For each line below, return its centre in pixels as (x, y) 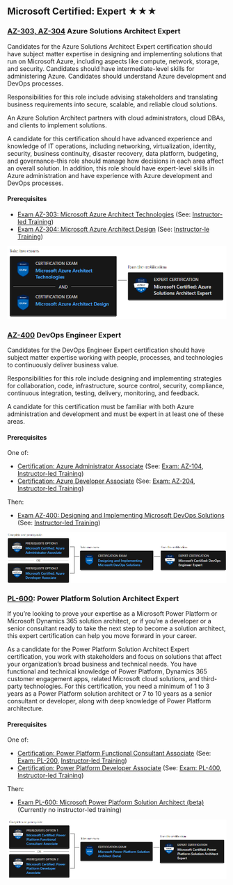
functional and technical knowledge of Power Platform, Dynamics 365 (107, 671)
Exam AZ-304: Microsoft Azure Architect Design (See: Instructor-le (113, 229)
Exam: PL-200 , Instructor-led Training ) (72, 760)
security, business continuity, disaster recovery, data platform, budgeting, (113, 153)
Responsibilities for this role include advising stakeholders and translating (112, 97)
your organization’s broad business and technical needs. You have (102, 664)
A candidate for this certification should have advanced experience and (110, 138)
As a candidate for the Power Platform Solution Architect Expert (98, 649)
